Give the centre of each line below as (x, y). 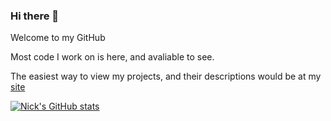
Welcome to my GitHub (58, 38)
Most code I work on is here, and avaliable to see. (112, 57)
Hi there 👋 (35, 16)
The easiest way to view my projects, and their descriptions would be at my (166, 76)
